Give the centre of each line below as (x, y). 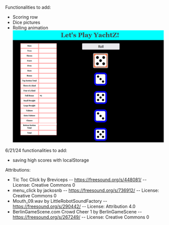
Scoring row (25, 17)
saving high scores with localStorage (51, 160)
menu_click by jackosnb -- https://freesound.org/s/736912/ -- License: (86, 190)
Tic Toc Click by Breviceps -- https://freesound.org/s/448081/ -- (79, 180)
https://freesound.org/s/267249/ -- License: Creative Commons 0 (81, 217)
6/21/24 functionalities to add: (36, 151)
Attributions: (18, 170)
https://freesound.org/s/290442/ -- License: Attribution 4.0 (74, 206)
